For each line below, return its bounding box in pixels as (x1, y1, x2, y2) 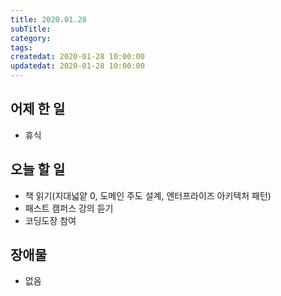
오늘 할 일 (10, 161, 66, 178)
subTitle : (10, 24, 52, 34)
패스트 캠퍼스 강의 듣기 (24, 202, 114, 214)
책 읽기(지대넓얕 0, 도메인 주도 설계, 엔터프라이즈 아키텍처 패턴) (24, 189, 272, 201)
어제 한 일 (10, 101, 66, 118)
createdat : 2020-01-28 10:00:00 (10, 52, 145, 62)
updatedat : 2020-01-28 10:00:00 (10, 61, 145, 71)
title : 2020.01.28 (10, 14, 87, 25)
